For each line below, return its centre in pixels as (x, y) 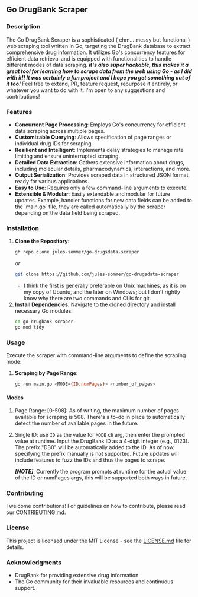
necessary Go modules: (43, 311)
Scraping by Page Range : (46, 373)
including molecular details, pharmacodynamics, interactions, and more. (103, 169)
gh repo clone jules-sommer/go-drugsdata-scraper (77, 252)
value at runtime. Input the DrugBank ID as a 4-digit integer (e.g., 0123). (102, 441)
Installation (23, 228)
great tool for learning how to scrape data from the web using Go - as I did (99, 71)
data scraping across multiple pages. (60, 131)
